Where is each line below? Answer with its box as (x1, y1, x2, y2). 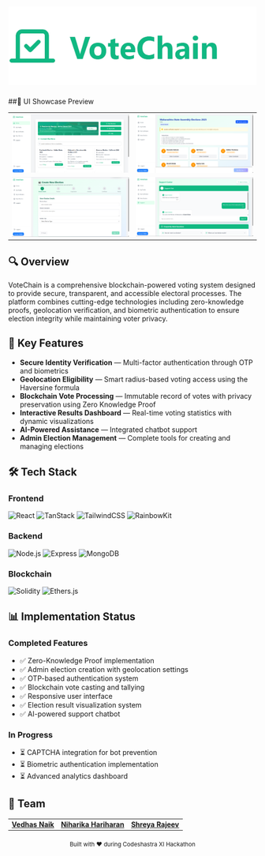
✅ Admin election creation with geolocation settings (19, 664, 189, 674)
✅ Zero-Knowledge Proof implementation (19, 655, 155, 665)
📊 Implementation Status (8, 610, 136, 624)
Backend (8, 531, 43, 542)
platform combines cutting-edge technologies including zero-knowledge (8, 297, 244, 306)
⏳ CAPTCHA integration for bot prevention (19, 747, 158, 757)
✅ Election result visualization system (19, 700, 142, 709)
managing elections (19, 441, 84, 451)
